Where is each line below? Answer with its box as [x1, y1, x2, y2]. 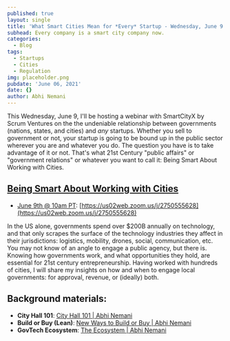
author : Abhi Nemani [7, 93, 67, 100]
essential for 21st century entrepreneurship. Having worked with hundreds [7, 258, 218, 267]
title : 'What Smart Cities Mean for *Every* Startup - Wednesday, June [7, 23, 217, 30]
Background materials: [7, 293, 107, 305]
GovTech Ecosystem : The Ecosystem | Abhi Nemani [17, 326, 167, 334]
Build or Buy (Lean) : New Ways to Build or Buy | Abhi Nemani [17, 318, 191, 327]
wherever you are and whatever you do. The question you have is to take [7, 142, 214, 149]
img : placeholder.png [7, 74, 70, 81]
